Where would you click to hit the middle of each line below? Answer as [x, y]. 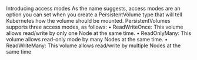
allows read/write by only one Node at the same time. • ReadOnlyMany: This [99, 33]
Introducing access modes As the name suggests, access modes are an [93, 8]
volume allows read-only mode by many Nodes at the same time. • [87, 39]
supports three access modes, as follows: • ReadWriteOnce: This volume [95, 27]
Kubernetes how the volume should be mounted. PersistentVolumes [88, 21]
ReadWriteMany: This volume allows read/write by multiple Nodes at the [94, 45]
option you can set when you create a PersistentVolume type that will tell [94, 15]
